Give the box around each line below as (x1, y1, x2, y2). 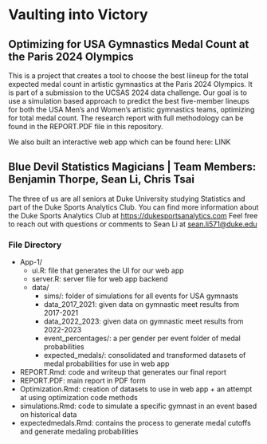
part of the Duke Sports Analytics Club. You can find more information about (8, 202, 259, 212)
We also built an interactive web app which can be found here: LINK (8, 137, 231, 147)
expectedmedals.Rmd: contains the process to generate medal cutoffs (19, 418, 251, 428)
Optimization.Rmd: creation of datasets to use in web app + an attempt (19, 384, 253, 394)
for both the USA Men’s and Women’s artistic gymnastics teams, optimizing (8, 105, 255, 114)
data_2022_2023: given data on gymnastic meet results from (43, 316, 244, 326)
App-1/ (19, 257, 42, 267)
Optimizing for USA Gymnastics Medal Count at (8, 37, 249, 51)
